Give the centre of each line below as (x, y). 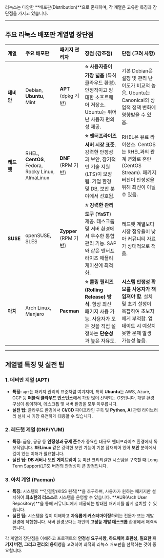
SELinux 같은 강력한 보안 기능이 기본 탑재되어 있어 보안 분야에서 (95, 447)
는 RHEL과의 (135, 152)
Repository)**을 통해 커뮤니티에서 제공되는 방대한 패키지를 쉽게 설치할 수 (82, 504)
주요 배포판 (37, 53)
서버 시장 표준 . (100, 145)
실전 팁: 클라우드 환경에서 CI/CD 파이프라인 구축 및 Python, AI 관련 (76, 410)
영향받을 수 (134, 115)
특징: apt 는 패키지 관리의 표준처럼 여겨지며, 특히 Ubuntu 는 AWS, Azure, (81, 391)
